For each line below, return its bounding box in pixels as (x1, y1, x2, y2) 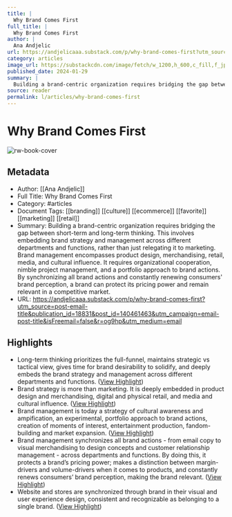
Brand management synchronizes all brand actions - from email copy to (17, 436, 222, 444)
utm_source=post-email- (17, 302, 88, 310)
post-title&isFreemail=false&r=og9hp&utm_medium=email (17, 317, 182, 325)
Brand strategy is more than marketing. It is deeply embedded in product (17, 384, 224, 393)
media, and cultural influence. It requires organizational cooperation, (17, 258, 212, 266)
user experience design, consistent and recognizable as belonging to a (17, 495, 220, 503)
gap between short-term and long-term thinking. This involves (17, 229, 195, 237)
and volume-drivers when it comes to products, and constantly (39, 465, 218, 473)
